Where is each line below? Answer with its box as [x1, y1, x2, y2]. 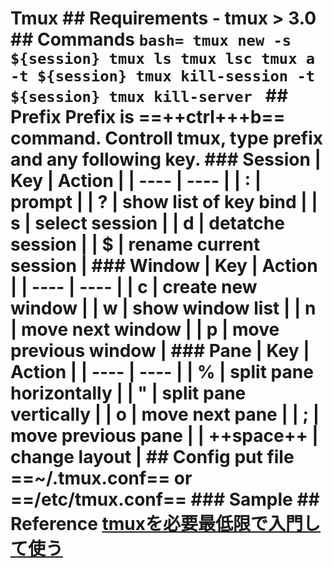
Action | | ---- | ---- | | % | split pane [10, 361, 314, 384]
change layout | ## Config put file [10, 446, 295, 469]
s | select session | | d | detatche [10, 212, 285, 235]
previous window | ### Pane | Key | [10, 340, 310, 362]
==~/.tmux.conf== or [10, 467, 193, 490]
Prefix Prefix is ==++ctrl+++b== [10, 106, 286, 129]
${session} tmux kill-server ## [10, 85, 289, 107]
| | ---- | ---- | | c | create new [10, 276, 258, 299]
